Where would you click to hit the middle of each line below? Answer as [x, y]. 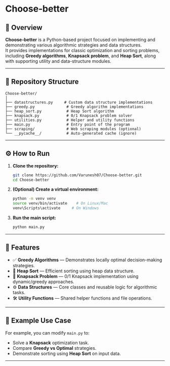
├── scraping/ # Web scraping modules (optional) [73, 129]
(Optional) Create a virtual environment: [55, 189]
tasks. [19, 292]
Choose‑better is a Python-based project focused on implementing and [80, 39]
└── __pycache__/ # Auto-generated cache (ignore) [71, 133]
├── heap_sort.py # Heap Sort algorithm [60, 111]
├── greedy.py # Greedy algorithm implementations [74, 107]
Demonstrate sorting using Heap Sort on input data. [67, 353]
